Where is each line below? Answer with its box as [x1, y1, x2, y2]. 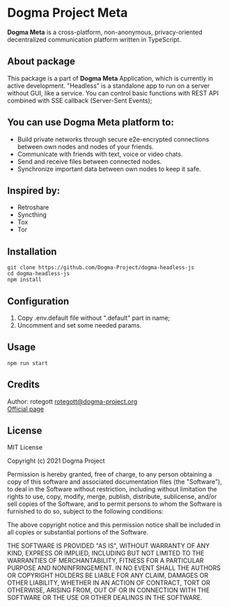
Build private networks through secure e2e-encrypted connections [17, 135, 210, 144]
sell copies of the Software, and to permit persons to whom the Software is [7, 500, 223, 508]
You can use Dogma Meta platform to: [7, 116, 174, 128]
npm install [7, 277, 42, 284]
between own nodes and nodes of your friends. [17, 142, 155, 151]
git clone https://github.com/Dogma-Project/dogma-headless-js [7, 264, 195, 271]
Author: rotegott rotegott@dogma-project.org [7, 397, 138, 406]
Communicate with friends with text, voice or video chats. [17, 150, 183, 158]
